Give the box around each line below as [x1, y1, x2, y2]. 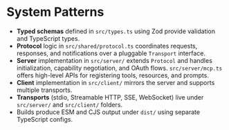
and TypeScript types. [16, 34, 80, 42]
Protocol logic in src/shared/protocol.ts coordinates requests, [16, 41, 198, 50]
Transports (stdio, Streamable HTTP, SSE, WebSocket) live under [16, 93, 204, 101]
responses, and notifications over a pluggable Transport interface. [16, 49, 205, 57]
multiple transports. [16, 86, 73, 94]
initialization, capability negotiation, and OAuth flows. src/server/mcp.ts [16, 64, 223, 72]
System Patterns [6, 4, 104, 20]
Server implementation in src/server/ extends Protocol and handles [16, 56, 212, 64]
